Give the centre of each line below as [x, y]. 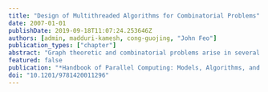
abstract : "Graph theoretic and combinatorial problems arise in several [134, 53]
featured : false [35, 61]
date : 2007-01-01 [37, 23]
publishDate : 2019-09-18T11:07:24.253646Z [80, 30]
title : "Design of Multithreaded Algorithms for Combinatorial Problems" [134, 16]
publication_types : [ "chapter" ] [62, 46]
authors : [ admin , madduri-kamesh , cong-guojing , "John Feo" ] [113, 38]
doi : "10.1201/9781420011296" [59, 75]
